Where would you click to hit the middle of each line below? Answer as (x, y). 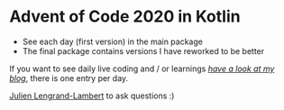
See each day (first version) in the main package (112, 41)
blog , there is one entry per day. (69, 78)
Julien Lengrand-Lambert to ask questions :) (92, 96)
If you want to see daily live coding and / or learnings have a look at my (142, 69)
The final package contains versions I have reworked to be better (143, 50)
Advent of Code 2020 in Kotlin (125, 17)
